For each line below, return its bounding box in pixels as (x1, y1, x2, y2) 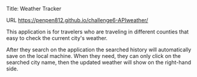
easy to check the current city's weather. (6, 35, 108, 41)
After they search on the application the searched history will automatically (6, 46, 192, 53)
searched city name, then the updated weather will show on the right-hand (6, 59, 192, 66)
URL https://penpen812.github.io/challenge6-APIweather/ (6, 17, 148, 23)
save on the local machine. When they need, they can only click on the (6, 53, 181, 59)
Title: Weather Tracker (6, 5, 62, 12)
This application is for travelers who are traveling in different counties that (6, 28, 189, 35)
